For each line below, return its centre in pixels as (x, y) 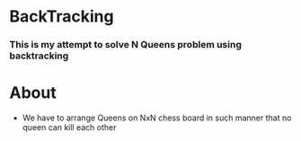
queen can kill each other (69, 128)
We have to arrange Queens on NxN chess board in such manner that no (157, 118)
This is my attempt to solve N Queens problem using (126, 45)
